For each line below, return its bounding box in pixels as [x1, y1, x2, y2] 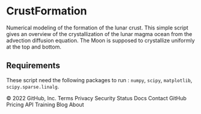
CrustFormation [6, 4, 87, 18]
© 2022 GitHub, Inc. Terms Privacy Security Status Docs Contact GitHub [6, 94, 187, 101]
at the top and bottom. [6, 43, 62, 50]
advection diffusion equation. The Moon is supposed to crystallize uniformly [6, 37, 195, 44]
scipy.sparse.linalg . [6, 83, 60, 90]
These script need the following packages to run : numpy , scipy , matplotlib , [6, 76, 193, 83]
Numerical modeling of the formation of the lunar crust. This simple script [6, 24, 188, 31]
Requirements [6, 61, 60, 71]
